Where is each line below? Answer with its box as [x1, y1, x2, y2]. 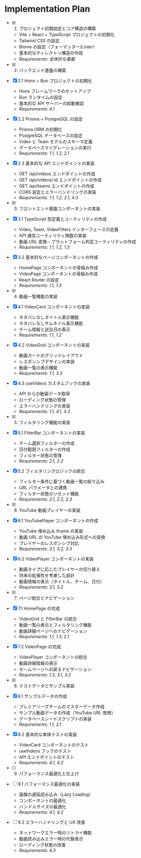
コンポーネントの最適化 [19, 797, 66, 803]
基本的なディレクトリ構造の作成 [19, 50, 83, 56]
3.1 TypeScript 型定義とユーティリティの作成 [18, 216, 107, 222]
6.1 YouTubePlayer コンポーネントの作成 [18, 517, 99, 523]
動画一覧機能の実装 [19, 293, 58, 299]
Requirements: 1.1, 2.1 [19, 721, 61, 727]
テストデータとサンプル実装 [19, 683, 75, 689]
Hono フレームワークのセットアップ [19, 88, 91, 94]
